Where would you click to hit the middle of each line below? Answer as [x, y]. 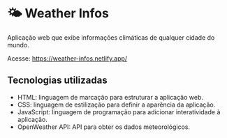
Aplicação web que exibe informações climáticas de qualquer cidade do [111, 37]
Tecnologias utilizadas [57, 80]
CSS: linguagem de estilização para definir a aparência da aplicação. [116, 105]
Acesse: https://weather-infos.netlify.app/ [67, 58]
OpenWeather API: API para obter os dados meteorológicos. [104, 127]
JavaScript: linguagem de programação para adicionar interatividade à [119, 112]
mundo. [18, 45]
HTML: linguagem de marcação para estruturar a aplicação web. [110, 97]
